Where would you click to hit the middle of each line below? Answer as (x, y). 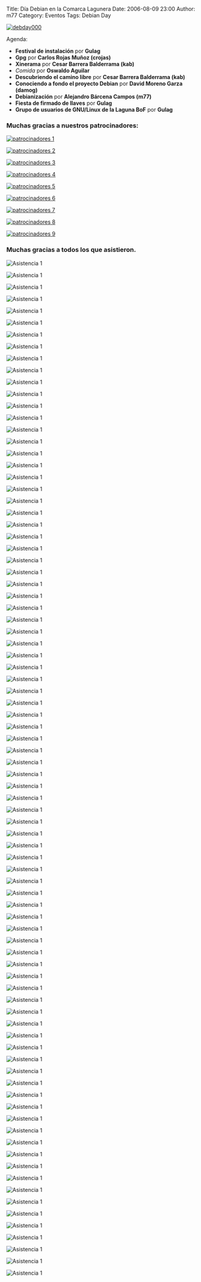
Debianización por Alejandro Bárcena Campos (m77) (83, 97)
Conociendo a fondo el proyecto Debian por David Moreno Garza (99, 83)
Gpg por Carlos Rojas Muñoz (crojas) (63, 57)
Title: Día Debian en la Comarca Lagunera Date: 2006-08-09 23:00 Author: (101, 9)
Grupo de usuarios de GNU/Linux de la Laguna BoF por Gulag (94, 109)
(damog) (26, 90)
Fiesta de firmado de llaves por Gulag (64, 103)
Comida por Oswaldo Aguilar (52, 71)
